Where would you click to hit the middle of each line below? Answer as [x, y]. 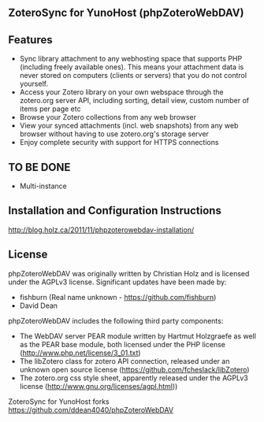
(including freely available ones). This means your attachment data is [132, 67]
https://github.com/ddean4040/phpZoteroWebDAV [91, 409]
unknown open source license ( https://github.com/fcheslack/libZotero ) [134, 369]
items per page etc [50, 109]
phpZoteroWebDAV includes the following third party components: [116, 320]
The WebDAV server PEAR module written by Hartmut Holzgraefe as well [138, 336]
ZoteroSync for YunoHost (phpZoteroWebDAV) [126, 13]
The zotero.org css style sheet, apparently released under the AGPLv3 [134, 378]
